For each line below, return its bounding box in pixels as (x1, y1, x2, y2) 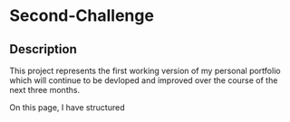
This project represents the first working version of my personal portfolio (9, 65, 281, 76)
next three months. (9, 85, 80, 95)
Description (9, 42, 77, 57)
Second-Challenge (9, 5, 154, 26)
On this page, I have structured (9, 102, 125, 113)
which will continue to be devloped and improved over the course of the (9, 75, 278, 86)
